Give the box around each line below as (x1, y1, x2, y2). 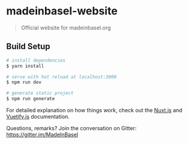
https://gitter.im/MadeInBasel (6, 131, 79, 138)
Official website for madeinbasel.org (20, 24, 111, 31)
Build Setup (6, 41, 50, 52)
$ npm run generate (6, 96, 55, 102)
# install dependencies (6, 57, 66, 64)
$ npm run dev (6, 79, 42, 85)
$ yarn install (6, 63, 44, 69)
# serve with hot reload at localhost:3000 (6, 74, 117, 80)
